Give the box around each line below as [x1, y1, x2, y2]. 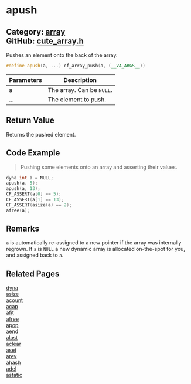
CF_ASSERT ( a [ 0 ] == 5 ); [6, 191, 62, 197]
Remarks [6, 224, 40, 234]
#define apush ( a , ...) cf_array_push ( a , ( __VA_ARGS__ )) [6, 63, 145, 69]
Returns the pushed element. [6, 131, 76, 138]
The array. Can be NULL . [47, 86, 112, 94]
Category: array [6, 27, 66, 37]
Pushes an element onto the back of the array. [6, 52, 118, 59]
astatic [6, 372, 22, 379]
